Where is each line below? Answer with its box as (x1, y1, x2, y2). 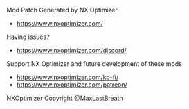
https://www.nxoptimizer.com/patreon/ (16, 81, 127, 89)
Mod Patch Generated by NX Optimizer (6, 6, 118, 14)
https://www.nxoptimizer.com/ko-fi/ (16, 73, 119, 81)
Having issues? (6, 33, 50, 41)
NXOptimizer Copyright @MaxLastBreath (6, 94, 124, 102)
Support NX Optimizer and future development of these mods (6, 60, 183, 68)
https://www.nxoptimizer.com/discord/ (16, 47, 127, 54)
